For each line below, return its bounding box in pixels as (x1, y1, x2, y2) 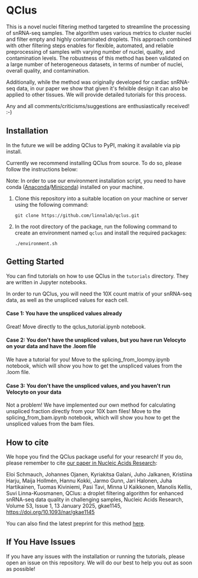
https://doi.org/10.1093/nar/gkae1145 (6, 508, 95, 515)
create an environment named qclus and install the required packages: (14, 229, 187, 236)
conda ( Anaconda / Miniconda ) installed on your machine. (6, 183, 145, 190)
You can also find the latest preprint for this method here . (6, 519, 146, 527)
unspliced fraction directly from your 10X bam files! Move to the (6, 408, 161, 415)
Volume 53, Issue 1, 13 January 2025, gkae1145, (6, 502, 122, 509)
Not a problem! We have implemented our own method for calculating (6, 401, 176, 408)
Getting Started (6, 256, 64, 267)
